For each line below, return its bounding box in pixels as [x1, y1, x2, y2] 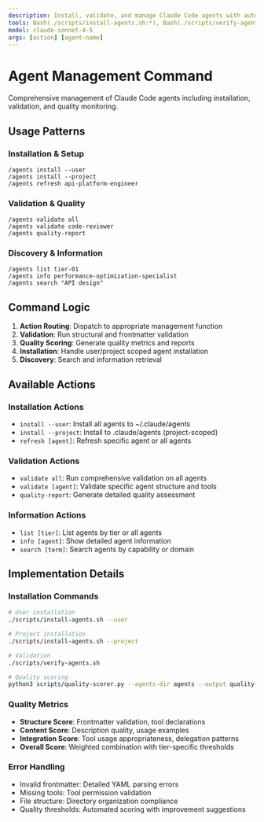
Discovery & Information [8, 248, 104, 259]
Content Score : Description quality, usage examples [19, 725, 190, 735]
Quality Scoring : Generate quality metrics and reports [19, 338, 195, 348]
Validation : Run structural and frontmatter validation [19, 330, 189, 339]
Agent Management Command [8, 68, 214, 85]
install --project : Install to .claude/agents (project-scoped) [19, 427, 218, 437]
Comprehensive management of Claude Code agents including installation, [8, 94, 251, 103]
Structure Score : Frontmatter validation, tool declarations [19, 717, 206, 726]
